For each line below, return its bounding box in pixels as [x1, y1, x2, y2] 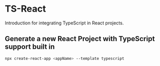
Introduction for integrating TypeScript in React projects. [5, 20, 124, 26]
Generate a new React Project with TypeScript [5, 35, 155, 43]
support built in [5, 43, 55, 51]
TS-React [5, 3, 46, 15]
